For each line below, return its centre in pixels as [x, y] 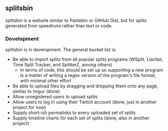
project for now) [29, 107]
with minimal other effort [46, 81]
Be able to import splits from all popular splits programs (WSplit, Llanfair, [88, 59]
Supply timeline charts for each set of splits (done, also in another [81, 118]
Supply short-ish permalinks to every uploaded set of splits [74, 113]
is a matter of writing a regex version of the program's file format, [88, 75]
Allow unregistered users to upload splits [55, 97]
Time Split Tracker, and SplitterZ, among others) [62, 65]
